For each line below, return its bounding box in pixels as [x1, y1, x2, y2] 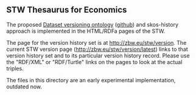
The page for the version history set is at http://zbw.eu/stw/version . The [6, 39, 187, 46]
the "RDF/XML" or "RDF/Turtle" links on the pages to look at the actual [6, 58, 183, 65]
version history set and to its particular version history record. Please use [6, 51, 190, 59]
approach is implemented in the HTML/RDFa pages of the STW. [6, 27, 166, 34]
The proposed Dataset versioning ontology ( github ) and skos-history [6, 21, 178, 28]
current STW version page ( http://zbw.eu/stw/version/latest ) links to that [6, 45, 189, 53]
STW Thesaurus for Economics [6, 5, 127, 15]
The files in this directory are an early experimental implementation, [6, 76, 176, 84]
